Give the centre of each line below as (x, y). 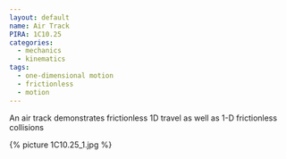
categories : (31, 42)
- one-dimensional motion (66, 76)
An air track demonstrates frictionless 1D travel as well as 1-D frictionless (143, 118)
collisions (27, 127)
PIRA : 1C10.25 (36, 34)
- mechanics (40, 51)
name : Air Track (39, 26)
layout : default (39, 17)
